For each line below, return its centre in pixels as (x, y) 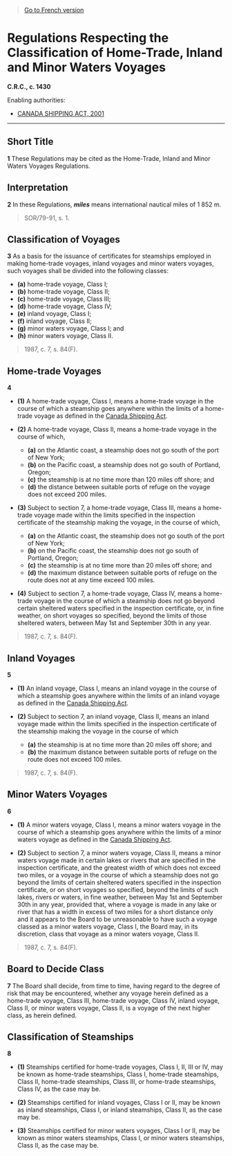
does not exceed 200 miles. (67, 494)
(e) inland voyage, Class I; (54, 314)
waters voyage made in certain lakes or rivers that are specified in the (116, 860)
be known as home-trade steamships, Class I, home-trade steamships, (118, 1074)
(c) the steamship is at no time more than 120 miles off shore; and (121, 480)
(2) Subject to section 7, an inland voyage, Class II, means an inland (113, 716)
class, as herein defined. (42, 1015)
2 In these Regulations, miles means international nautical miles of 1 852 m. (114, 204)
